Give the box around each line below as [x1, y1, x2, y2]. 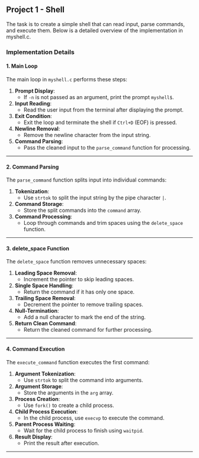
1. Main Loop [6, 62, 38, 70]
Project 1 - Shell [6, 5, 65, 15]
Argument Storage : [14, 383, 63, 390]
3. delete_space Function [6, 244, 70, 252]
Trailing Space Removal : [14, 295, 76, 302]
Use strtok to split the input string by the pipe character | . [23, 194, 166, 201]
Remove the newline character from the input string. [23, 131, 151, 138]
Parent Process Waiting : [14, 421, 76, 428]
